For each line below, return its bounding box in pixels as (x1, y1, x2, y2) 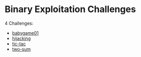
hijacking (12, 35, 31, 41)
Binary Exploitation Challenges (5, 4, 136, 15)
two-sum (12, 46, 31, 52)
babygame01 (12, 30, 39, 36)
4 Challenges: (5, 20, 34, 26)
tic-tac (12, 40, 26, 46)
